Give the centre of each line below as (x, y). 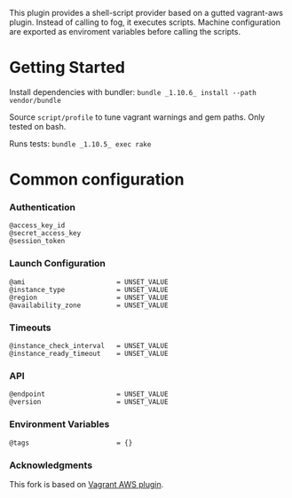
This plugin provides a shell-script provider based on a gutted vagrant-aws (146, 13)
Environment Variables (59, 424)
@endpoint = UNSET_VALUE (89, 394)
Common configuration (97, 180)
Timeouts (30, 328)
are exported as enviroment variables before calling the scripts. (125, 32)
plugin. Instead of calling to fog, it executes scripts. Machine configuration (145, 22)
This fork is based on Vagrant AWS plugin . (87, 484)
